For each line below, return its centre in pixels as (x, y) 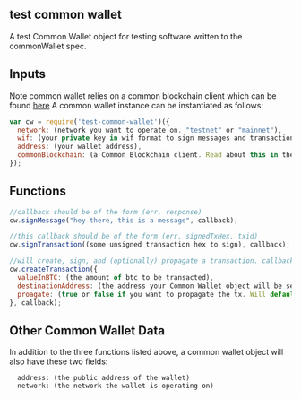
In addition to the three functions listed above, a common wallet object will (146, 352)
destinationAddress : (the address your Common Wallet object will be (150, 286)
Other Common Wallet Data (87, 330)
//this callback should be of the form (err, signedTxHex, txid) (133, 237)
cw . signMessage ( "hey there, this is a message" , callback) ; (124, 220)
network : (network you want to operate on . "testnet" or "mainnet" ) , (150, 130)
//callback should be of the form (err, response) (106, 212)
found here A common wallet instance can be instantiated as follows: (137, 105)
